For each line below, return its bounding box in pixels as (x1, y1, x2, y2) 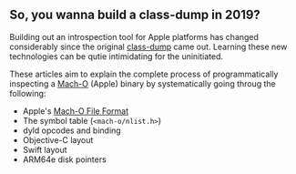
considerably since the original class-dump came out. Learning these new (9, 41, 288, 52)
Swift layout (22, 144, 67, 155)
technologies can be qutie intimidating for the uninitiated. (9, 50, 224, 62)
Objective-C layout (22, 134, 94, 145)
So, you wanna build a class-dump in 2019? (9, 7, 261, 23)
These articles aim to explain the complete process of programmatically (9, 68, 279, 79)
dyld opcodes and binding (22, 125, 121, 136)
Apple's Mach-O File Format (22, 105, 129, 117)
